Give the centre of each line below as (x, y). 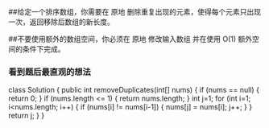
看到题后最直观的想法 (50, 72)
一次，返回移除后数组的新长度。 (61, 22)
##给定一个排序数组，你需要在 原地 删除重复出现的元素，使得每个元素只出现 (135, 12)
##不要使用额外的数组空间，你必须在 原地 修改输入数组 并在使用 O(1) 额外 (130, 39)
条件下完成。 (43, 49)
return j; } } (27, 116)
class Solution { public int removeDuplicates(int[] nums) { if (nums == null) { (134, 90)
